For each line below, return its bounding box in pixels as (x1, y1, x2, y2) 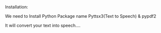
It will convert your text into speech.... (5, 22, 81, 28)
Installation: (5, 4, 28, 10)
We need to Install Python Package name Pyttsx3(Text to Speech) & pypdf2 (5, 13, 157, 19)
